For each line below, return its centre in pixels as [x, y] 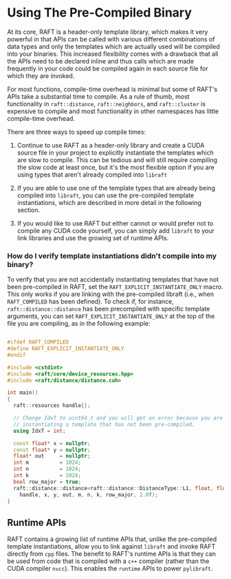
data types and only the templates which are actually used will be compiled [113, 46]
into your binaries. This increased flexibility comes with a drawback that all [113, 54]
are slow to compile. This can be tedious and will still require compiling [117, 159]
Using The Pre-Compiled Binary [100, 13]
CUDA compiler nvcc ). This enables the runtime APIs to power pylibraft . [110, 569]
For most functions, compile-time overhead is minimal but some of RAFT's [112, 89]
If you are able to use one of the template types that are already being [116, 188]
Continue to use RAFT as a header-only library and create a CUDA [111, 145]
